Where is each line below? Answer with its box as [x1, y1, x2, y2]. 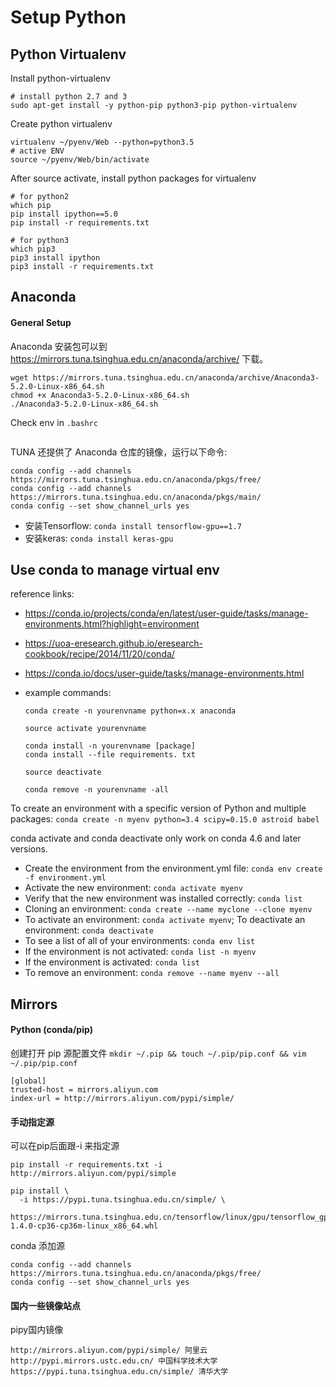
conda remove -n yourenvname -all [24, 785, 169, 795]
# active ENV [10, 146, 65, 156]
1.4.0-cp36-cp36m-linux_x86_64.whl [10, 1221, 159, 1231]
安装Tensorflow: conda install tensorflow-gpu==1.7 [24, 519, 242, 531]
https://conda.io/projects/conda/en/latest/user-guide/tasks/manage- [24, 607, 309, 620]
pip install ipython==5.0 [10, 209, 118, 219]
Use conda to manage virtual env [10, 561, 220, 578]
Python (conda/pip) [10, 1024, 93, 1036]
